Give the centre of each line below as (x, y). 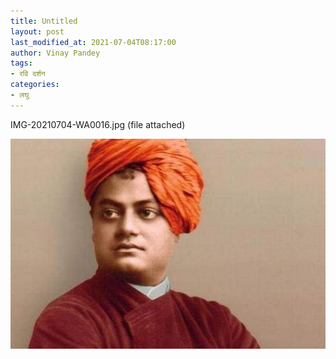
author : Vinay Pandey (55, 53)
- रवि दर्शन (28, 74)
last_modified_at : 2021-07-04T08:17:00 (93, 42)
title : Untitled (44, 21)
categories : (35, 85)
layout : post (37, 31)
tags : (21, 63)
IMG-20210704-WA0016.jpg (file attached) (98, 124)
